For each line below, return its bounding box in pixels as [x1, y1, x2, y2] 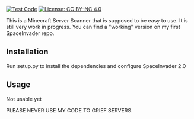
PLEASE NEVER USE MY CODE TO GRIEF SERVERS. [6, 107, 133, 114]
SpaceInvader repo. [6, 30, 55, 37]
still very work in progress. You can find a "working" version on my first [6, 24, 181, 30]
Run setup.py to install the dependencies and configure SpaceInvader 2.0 [6, 62, 186, 69]
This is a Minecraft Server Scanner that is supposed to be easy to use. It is [6, 17, 188, 24]
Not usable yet [6, 95, 42, 102]
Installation [6, 47, 49, 57]
